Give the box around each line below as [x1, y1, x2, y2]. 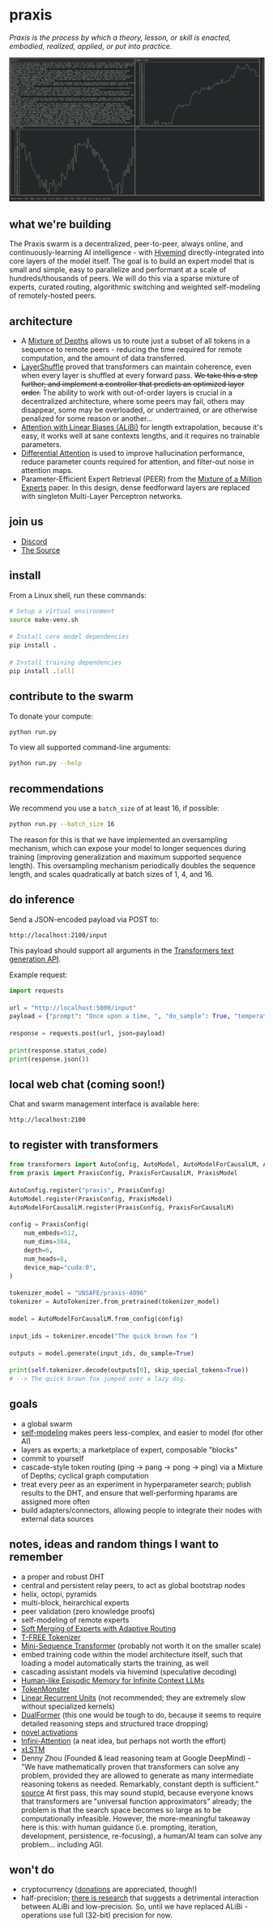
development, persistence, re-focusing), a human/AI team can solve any [20, 1830, 262, 1840]
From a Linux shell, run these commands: [9, 590, 147, 600]
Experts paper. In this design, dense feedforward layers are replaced [20, 483, 250, 493]
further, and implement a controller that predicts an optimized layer [20, 380, 245, 389]
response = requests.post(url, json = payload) [9, 1030, 165, 1038]
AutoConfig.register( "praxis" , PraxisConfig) [9, 1186, 165, 1194]
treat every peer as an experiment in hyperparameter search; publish [20, 1479, 252, 1489]
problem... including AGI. [20, 1839, 104, 1849]
